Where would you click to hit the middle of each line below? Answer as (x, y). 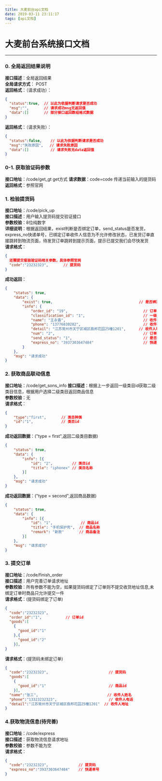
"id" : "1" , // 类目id (47, 422)
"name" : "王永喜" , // (89, 320)
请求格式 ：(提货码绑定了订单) (34, 599)
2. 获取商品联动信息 (28, 374)
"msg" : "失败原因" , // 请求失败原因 (44, 145)
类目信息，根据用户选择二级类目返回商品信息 (49, 391)
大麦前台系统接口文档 (47, 44)
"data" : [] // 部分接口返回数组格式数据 (52, 113)
